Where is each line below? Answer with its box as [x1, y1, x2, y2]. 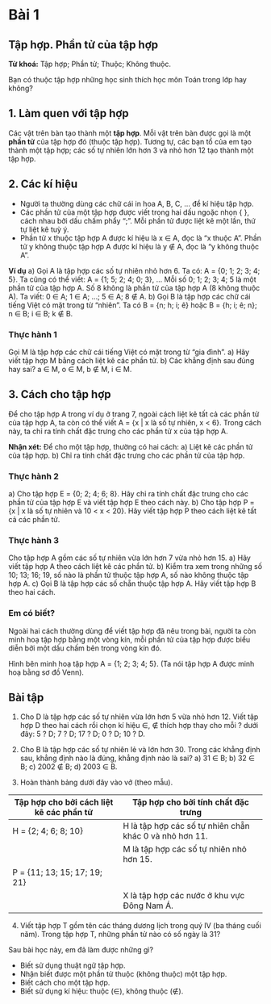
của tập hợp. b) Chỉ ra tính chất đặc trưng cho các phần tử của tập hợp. [8, 450, 245, 460]
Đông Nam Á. [123, 900, 173, 911]
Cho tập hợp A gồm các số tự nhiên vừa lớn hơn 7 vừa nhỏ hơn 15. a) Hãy [8, 553, 252, 563]
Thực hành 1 [8, 328, 58, 340]
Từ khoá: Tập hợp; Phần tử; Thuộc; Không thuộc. [8, 59, 172, 69]
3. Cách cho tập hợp [8, 387, 111, 401]
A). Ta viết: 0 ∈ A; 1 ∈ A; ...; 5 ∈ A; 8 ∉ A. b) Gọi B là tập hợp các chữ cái [8, 291, 251, 301]
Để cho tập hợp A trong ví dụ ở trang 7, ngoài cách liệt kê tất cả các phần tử [8, 409, 260, 419]
